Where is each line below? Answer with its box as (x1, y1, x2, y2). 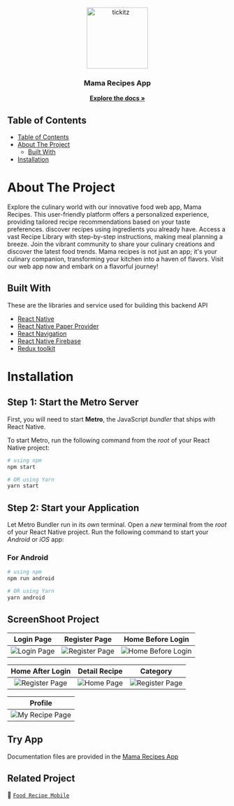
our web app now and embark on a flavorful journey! (7, 262, 159, 271)
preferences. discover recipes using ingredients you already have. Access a (7, 225, 226, 233)
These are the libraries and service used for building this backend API (7, 301, 208, 309)
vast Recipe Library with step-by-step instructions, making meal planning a (7, 233, 224, 241)
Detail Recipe (78, 666, 124, 676)
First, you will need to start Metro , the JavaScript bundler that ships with (7, 415, 216, 423)
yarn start (7, 482, 39, 489)
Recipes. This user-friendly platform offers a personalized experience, (7, 210, 210, 219)
